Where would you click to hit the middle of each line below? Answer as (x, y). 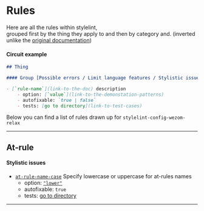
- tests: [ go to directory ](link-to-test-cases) (80, 106)
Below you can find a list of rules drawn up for (64, 117)
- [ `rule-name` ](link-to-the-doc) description (66, 89)
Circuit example (27, 54)
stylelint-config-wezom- (154, 118)
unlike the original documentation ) (49, 40)
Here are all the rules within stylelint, (52, 27)
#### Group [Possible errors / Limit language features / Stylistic (95, 78)
